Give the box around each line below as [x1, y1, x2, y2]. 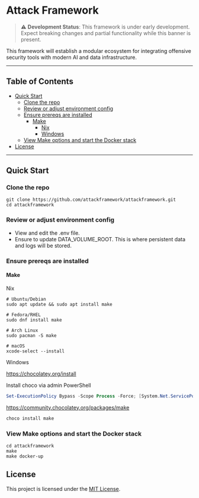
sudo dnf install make [6, 317, 62, 323]
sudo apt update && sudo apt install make [6, 301, 113, 307]
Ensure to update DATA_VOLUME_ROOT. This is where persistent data [14, 235, 185, 242]
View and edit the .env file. [14, 229, 80, 237]
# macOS [6, 343, 25, 349]
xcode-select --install [6, 348, 65, 354]
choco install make [6, 415, 54, 421]
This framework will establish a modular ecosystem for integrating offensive [6, 47, 191, 54]
